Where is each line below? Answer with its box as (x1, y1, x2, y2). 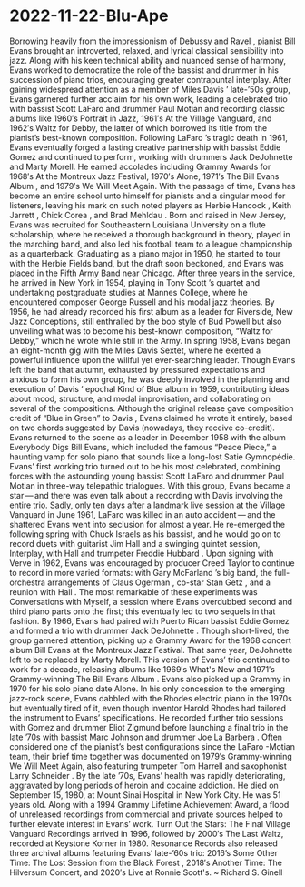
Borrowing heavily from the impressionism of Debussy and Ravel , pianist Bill (9, 35, 296, 46)
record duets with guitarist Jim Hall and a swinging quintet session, (9, 538, 261, 549)
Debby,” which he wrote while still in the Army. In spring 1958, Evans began (9, 335, 290, 346)
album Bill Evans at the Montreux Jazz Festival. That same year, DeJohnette (9, 644, 293, 655)
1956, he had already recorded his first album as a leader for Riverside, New (9, 306, 293, 317)
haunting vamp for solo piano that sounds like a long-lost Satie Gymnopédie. (9, 451, 296, 462)
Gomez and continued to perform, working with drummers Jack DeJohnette (9, 151, 293, 162)
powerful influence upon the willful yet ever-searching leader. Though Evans (9, 354, 296, 365)
